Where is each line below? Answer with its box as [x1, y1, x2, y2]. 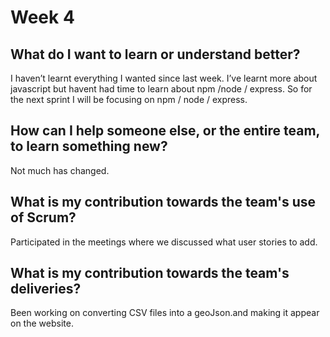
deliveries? [10, 281, 82, 298]
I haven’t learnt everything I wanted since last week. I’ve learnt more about [10, 72, 318, 84]
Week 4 [10, 6, 75, 29]
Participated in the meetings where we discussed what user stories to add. [10, 236, 318, 248]
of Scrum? [10, 209, 77, 226]
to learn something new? [10, 138, 168, 155]
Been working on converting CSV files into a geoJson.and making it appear [10, 307, 320, 319]
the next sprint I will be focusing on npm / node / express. [10, 94, 248, 105]
